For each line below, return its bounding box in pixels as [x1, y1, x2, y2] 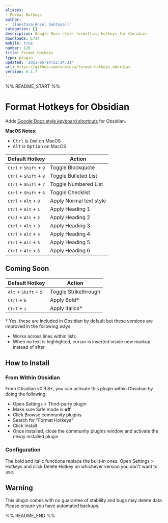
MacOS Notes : [5, 128, 37, 134]
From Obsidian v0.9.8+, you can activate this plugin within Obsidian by [5, 386, 153, 392]
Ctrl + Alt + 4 [8, 230, 40, 237]
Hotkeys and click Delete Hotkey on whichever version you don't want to [5, 463, 158, 469]
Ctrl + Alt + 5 [8, 239, 40, 246]
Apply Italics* [50, 304, 83, 312]
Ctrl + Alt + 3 [8, 222, 40, 229]
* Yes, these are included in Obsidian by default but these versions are [5, 318, 153, 324]
